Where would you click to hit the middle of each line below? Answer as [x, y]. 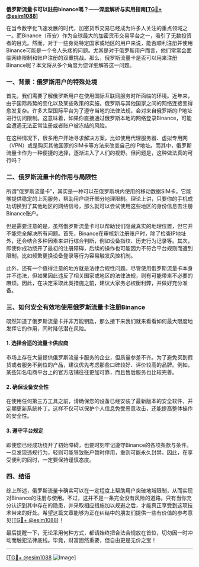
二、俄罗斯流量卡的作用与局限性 [52, 177]
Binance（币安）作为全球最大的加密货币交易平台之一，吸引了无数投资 [107, 36]
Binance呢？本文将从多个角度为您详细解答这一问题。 [70, 65]
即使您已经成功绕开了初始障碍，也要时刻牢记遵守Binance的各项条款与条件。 [99, 445]
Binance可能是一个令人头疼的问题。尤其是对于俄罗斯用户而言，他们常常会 [97, 50]
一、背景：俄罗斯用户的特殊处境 [52, 82]
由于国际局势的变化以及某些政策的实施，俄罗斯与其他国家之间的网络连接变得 [99, 104]
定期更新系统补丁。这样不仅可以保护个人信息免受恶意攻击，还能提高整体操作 [99, 408]
